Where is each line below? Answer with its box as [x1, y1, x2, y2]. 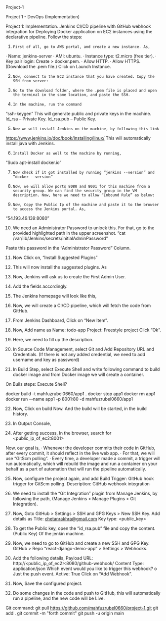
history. [12, 411, 29, 416]
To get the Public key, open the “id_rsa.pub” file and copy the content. [12, 525, 156, 531]
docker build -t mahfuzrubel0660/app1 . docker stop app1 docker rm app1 [5, 391, 156, 397]
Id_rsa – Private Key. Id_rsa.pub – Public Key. [5, 116, 97, 122]
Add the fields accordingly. [12, 283, 68, 289]
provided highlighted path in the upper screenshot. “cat [12, 230, 125, 236]
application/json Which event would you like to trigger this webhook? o [12, 566, 157, 571]
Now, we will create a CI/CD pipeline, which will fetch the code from [12, 303, 151, 309]
